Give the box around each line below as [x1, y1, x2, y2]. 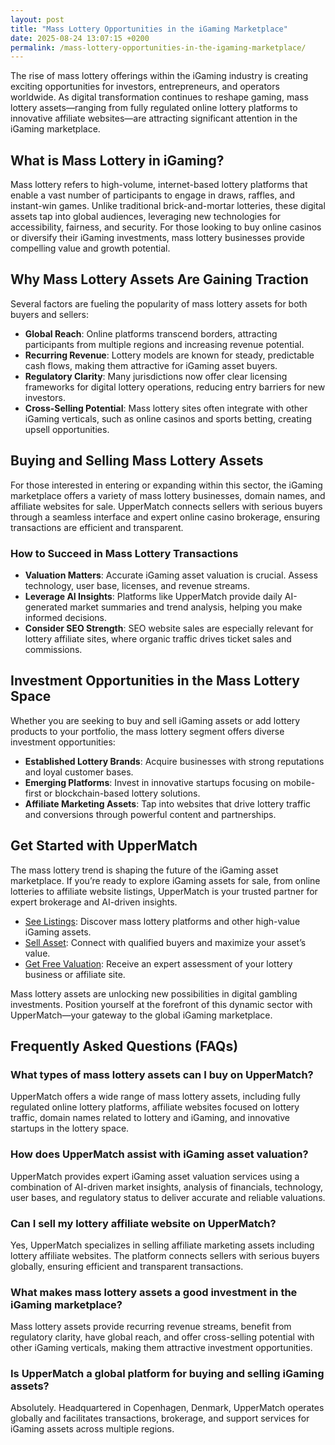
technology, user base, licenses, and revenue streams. [24, 579, 251, 591]
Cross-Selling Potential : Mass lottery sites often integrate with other [24, 402, 308, 414]
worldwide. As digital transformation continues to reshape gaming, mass [10, 91, 309, 103]
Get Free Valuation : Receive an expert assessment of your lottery [24, 957, 293, 970]
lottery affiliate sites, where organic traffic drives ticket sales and [24, 632, 292, 645]
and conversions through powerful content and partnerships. [24, 808, 277, 820]
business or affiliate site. [24, 968, 126, 980]
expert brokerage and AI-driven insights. [10, 896, 178, 908]
